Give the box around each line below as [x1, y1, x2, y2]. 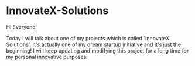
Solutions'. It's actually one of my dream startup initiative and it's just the [6, 41, 182, 48]
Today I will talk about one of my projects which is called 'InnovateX [6, 34, 170, 41]
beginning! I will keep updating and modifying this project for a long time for [6, 47, 189, 54]
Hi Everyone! [6, 23, 37, 30]
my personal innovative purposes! [6, 53, 88, 60]
